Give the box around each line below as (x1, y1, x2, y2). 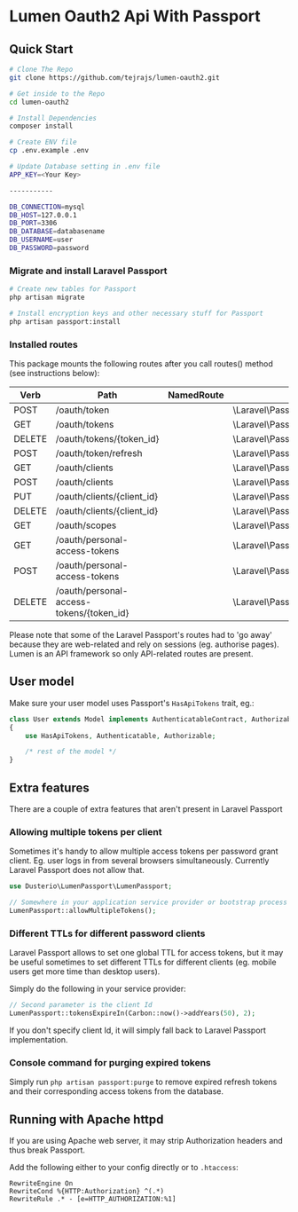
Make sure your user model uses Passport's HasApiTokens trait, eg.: (9, 697, 255, 708)
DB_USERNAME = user (9, 235, 74, 245)
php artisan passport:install (9, 317, 122, 326)
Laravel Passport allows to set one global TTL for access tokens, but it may (9, 948, 284, 958)
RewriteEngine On (9, 1179, 74, 1188)
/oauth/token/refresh (55, 446, 143, 459)
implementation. (9, 1034, 68, 1044)
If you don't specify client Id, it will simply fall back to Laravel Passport (9, 1025, 266, 1035)
